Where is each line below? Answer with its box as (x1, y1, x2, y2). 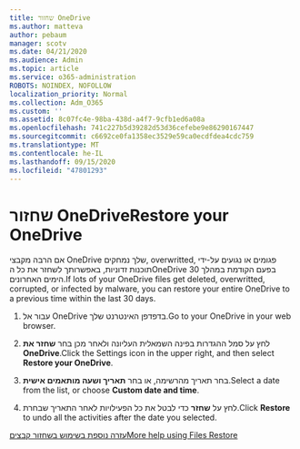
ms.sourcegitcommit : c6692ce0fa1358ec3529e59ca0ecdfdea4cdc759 (9, 132, 255, 141)
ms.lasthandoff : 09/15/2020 (9, 157, 116, 167)
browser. (22, 321, 56, 332)
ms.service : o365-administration (9, 73, 136, 82)
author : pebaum (9, 30, 67, 39)
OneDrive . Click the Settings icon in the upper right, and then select (22, 348, 275, 359)
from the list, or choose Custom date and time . (22, 384, 200, 396)
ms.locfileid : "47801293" (9, 166, 107, 175)
